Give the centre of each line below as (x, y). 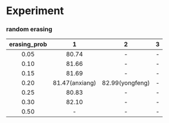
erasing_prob (28, 44)
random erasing (29, 29)
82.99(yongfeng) (126, 83)
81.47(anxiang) (74, 83)
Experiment (35, 11)
